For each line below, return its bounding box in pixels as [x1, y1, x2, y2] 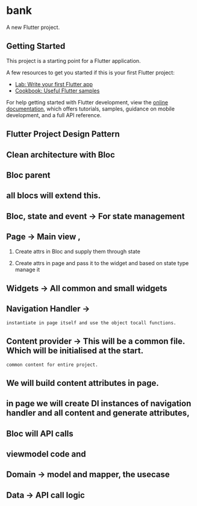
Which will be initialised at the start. [6, 345, 144, 356]
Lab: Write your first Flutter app [14, 80, 93, 88]
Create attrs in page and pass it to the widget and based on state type [14, 259, 189, 266]
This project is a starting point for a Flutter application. [6, 57, 141, 64]
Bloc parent [6, 170, 51, 180]
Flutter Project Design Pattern [6, 129, 120, 139]
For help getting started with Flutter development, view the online [6, 98, 169, 106]
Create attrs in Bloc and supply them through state [14, 248, 140, 255]
